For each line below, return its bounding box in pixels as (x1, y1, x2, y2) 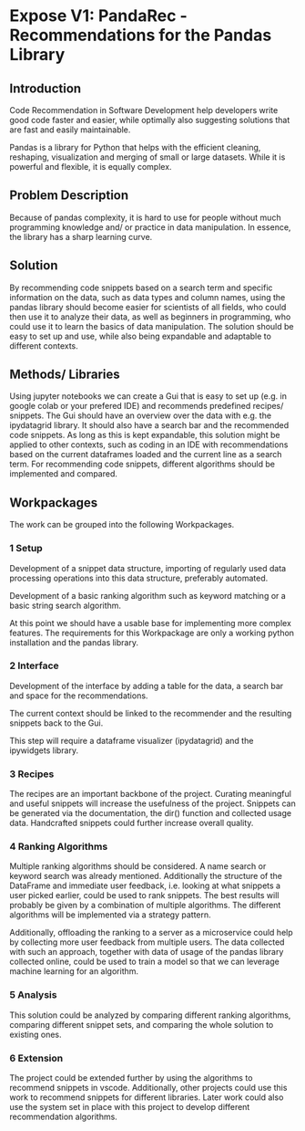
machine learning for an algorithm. (9, 966, 139, 977)
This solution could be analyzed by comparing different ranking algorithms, (9, 1010, 291, 1021)
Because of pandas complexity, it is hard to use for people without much (9, 212, 281, 223)
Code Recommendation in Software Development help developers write (9, 105, 279, 115)
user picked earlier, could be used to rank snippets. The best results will (9, 890, 280, 901)
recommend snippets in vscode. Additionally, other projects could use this (9, 1083, 288, 1094)
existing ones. (9, 1029, 62, 1040)
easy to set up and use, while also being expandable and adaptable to (9, 330, 271, 341)
